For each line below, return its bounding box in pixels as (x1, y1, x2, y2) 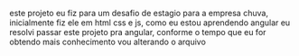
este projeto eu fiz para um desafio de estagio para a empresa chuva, (9, 8, 269, 18)
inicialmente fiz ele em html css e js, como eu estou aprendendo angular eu (9, 17, 291, 28)
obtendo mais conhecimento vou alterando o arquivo (9, 36, 206, 47)
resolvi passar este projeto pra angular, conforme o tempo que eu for (9, 27, 266, 37)
